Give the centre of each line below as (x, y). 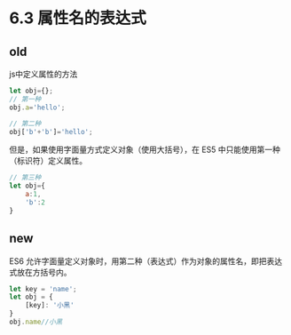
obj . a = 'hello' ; (37, 108)
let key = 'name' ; (43, 289)
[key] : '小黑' (50, 306)
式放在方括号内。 (40, 272)
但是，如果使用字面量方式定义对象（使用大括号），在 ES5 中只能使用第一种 (145, 150)
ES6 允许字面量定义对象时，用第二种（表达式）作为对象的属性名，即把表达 (146, 261)
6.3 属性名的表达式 (78, 18)
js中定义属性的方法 (43, 74)
